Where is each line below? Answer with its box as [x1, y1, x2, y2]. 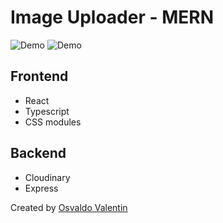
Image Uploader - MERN [10, 6, 215, 29]
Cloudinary [24, 171, 71, 183]
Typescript [24, 105, 70, 117]
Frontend [10, 68, 69, 85]
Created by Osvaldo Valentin [10, 201, 128, 213]
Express [24, 182, 59, 194]
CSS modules [24, 116, 82, 128]
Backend [10, 145, 67, 162]
